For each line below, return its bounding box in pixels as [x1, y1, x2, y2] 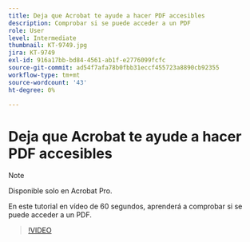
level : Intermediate [8, 34, 77, 42]
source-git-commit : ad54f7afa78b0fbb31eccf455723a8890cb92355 [8, 64, 220, 72]
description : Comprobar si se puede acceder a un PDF [8, 19, 192, 27]
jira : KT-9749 [8, 49, 56, 57]
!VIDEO [27, 225, 52, 236]
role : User [8, 26, 45, 34]
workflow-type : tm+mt [8, 71, 81, 79]
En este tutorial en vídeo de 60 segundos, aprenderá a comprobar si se [8, 201, 243, 212]
